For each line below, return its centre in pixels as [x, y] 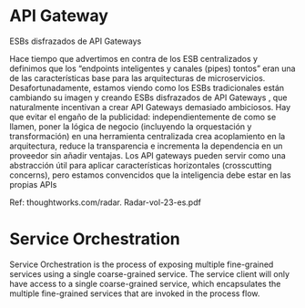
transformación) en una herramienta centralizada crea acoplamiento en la [147, 136]
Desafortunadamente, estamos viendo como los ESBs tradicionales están [147, 87]
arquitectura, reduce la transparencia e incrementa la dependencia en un [146, 146]
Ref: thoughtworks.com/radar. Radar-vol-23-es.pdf [106, 202]
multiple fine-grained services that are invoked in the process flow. [135, 293]
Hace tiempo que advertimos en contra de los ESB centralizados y [133, 58]
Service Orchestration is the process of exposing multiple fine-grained [142, 264]
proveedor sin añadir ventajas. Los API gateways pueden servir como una [148, 155]
